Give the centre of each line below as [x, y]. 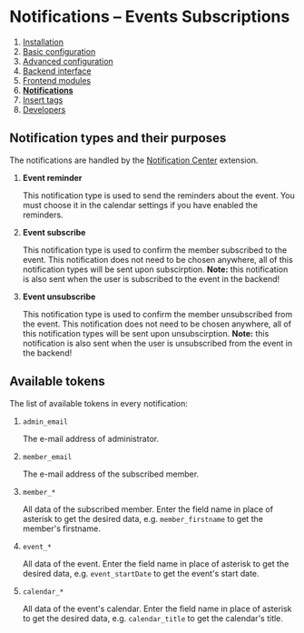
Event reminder [52, 177]
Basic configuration [59, 51]
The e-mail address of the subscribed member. [111, 474]
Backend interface [57, 71]
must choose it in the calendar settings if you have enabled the [140, 205]
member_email [47, 457]
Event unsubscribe [59, 296]
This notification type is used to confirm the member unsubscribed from [157, 314]
